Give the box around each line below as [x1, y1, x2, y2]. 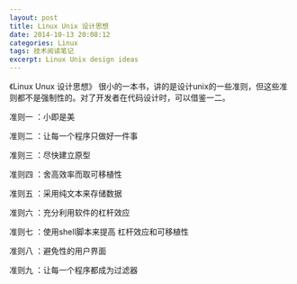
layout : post [9, 13, 58, 23]
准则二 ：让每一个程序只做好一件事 [9, 131, 138, 141]
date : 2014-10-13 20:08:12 [9, 30, 111, 39]
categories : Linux [9, 38, 78, 48]
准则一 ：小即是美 [9, 112, 75, 122]
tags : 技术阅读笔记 [9, 47, 75, 56]
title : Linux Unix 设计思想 [9, 22, 110, 31]
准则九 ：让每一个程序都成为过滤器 [9, 265, 138, 275]
